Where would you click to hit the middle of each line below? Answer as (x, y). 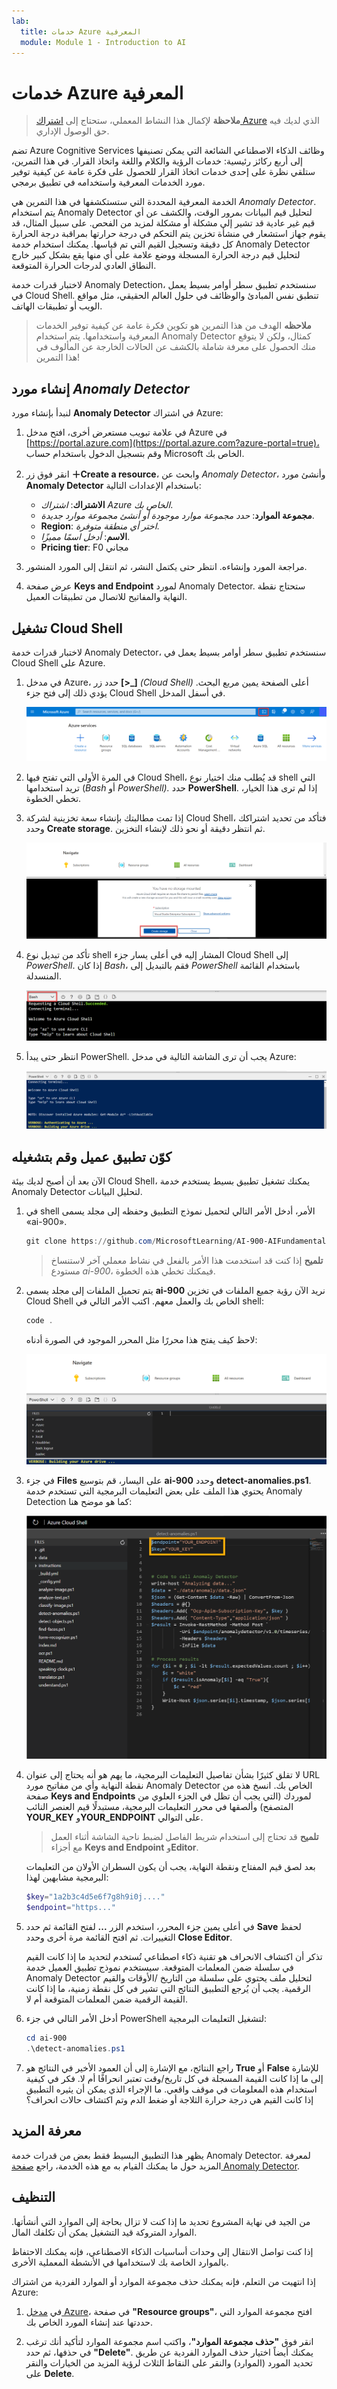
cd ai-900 (46, 2038)
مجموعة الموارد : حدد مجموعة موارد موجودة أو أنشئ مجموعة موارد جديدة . (177, 516)
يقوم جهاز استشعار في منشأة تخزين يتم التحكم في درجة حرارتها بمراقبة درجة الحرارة (168, 234)
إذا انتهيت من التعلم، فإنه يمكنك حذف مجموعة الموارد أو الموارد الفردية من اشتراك (163, 2281)
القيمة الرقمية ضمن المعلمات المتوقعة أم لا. (106, 1999)
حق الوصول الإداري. (72, 131)
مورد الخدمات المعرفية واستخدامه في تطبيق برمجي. (108, 182)
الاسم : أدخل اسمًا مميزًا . (85, 537)
